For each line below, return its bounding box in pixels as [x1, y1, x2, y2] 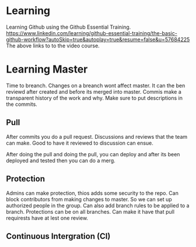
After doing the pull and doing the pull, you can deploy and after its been [6, 150, 180, 157]
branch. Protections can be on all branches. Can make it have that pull [6, 208, 175, 215]
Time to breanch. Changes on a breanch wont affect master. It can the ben [6, 82, 185, 89]
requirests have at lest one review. [6, 214, 89, 221]
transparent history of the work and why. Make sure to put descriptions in [6, 94, 183, 101]
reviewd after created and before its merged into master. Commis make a [6, 88, 182, 95]
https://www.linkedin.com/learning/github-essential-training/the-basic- [6, 29, 178, 36]
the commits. [6, 101, 38, 108]
